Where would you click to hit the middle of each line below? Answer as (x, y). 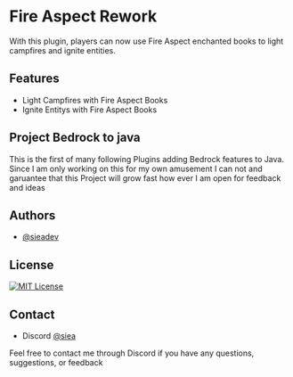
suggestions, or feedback (56, 362)
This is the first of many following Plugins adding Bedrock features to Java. (147, 159)
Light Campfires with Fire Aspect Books (95, 100)
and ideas (28, 187)
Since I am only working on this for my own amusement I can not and (136, 168)
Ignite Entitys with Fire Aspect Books (90, 110)
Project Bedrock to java (75, 138)
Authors (33, 215)
